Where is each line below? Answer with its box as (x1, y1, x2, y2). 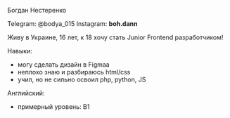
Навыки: (7, 47, 33, 55)
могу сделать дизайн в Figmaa (17, 60, 110, 69)
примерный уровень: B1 (17, 103, 90, 111)
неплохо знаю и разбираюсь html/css (17, 68, 131, 76)
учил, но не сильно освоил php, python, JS (17, 75, 146, 84)
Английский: (7, 89, 45, 97)
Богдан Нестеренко (7, 6, 67, 14)
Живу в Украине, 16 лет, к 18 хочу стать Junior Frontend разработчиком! (7, 33, 224, 41)
